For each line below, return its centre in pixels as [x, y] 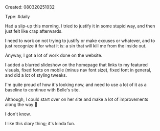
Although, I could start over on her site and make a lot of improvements [77, 99]
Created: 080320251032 [30, 7]
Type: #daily [18, 16]
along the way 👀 [21, 104]
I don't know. [18, 114]
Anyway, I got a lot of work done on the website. [54, 55]
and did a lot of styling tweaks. [36, 75]
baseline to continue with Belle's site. [42, 90]
